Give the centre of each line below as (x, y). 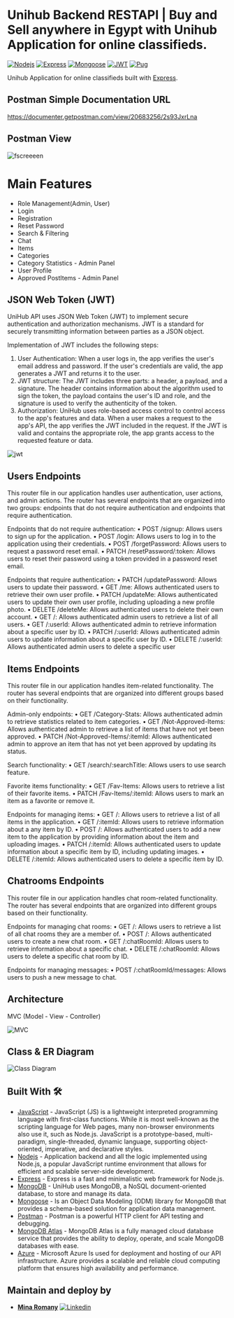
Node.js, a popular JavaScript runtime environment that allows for (112, 1164)
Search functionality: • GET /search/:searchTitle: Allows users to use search (117, 764)
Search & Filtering (43, 233)
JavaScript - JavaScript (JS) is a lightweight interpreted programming (117, 1112)
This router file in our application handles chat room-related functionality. (112, 898)
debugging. (34, 1223)
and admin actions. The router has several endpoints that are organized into (116, 500)
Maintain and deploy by (59, 1290)
